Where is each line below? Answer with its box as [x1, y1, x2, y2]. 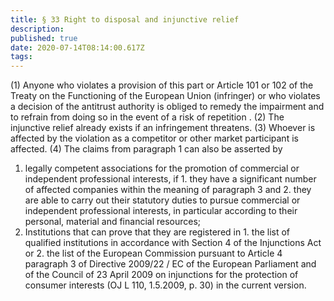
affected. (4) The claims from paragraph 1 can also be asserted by [10, 143, 283, 155]
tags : [10, 52, 33, 62]
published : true [10, 33, 78, 43]
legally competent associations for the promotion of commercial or [24, 162, 300, 175]
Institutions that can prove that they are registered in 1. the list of [24, 226, 291, 238]
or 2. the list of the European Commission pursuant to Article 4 [24, 247, 283, 260]
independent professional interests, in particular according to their [24, 205, 298, 217]
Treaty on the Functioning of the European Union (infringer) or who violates [10, 90, 321, 102]
